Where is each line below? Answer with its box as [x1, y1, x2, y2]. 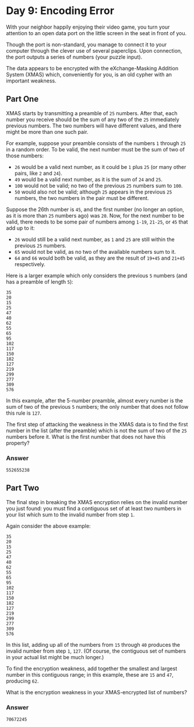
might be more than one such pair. [6, 128, 89, 135]
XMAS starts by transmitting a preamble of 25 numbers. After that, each [6, 109, 178, 116]
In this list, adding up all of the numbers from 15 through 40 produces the [6, 641, 181, 648]
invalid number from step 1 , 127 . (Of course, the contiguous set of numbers [6, 647, 186, 654]
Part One [6, 94, 39, 104]
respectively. [14, 260, 45, 267]
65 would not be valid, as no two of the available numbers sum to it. [14, 248, 177, 255]
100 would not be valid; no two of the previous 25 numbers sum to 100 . [14, 182, 183, 189]
